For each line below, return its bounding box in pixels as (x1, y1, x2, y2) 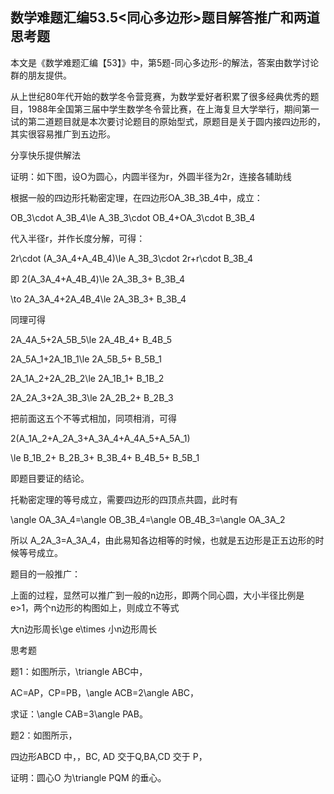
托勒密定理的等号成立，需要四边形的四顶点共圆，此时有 (10, 493, 238, 505)
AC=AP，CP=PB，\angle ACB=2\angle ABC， (10, 686, 200, 698)
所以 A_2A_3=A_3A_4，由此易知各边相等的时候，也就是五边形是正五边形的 (10, 534, 316, 546)
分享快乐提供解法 (10, 149, 81, 161)
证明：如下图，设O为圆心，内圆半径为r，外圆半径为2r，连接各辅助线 (10, 170, 292, 182)
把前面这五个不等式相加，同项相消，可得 (10, 412, 177, 424)
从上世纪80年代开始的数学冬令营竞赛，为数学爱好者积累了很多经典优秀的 (10, 90, 311, 102)
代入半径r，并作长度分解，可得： (10, 232, 146, 244)
